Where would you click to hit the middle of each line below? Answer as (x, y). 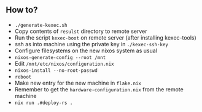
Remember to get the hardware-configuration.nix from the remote (99, 89)
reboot (23, 77)
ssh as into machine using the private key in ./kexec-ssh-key (91, 44)
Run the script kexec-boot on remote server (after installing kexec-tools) (106, 37)
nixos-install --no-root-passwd (56, 70)
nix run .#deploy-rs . (44, 103)
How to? (22, 10)
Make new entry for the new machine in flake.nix (78, 83)
